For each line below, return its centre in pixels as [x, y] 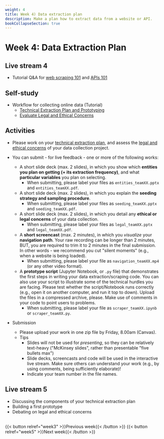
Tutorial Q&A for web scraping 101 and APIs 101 [60, 78]
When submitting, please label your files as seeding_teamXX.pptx [92, 203]
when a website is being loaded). [53, 256]
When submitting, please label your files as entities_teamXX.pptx [93, 182]
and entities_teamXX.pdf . [53, 188]
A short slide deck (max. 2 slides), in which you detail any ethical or [88, 214]
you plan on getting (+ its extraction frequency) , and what [80, 172]
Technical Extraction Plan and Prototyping [62, 110]
